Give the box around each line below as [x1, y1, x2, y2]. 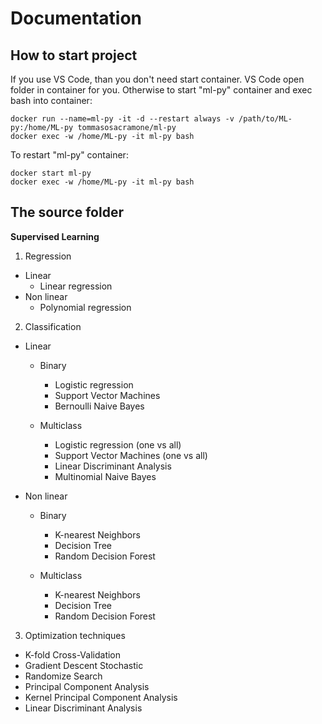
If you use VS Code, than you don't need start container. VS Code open [10, 73, 305, 85]
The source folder [10, 204, 124, 221]
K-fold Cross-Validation [24, 648, 122, 661]
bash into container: [10, 95, 93, 106]
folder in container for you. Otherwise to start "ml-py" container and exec [10, 84, 313, 96]
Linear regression [39, 280, 113, 292]
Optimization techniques [24, 629, 126, 641]
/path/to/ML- [238, 114, 293, 124]
